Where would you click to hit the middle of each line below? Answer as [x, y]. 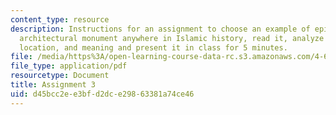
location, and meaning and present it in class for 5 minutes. [153, 47]
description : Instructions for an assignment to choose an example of [160, 29]
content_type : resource [60, 19]
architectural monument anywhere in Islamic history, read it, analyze [172, 38]
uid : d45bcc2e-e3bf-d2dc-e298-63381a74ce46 [102, 94]
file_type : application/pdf [69, 66]
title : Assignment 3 [53, 85]
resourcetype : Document [60, 76]
